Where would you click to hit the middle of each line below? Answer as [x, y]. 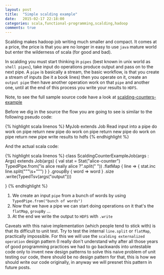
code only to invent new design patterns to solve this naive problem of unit [80, 252]
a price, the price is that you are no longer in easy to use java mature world [81, 47]
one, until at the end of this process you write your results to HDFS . [71, 88]
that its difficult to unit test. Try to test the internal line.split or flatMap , [78, 231]
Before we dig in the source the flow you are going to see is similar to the [79, 112]
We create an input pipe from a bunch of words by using [69, 196]
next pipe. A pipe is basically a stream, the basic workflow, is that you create [82, 72]
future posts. [18, 268]
